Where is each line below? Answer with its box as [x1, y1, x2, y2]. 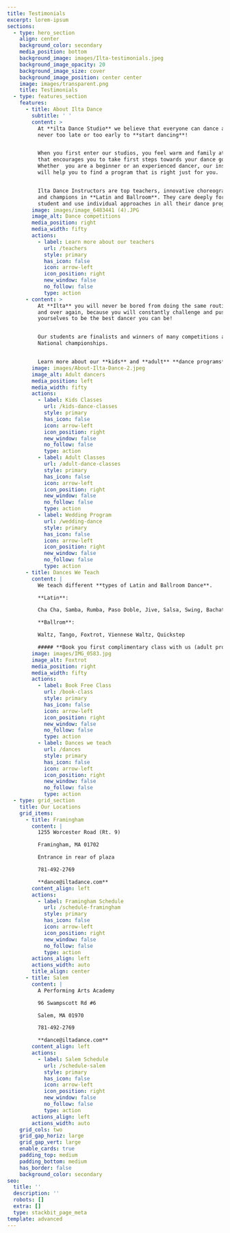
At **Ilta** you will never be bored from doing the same [37, 302, 207, 309]
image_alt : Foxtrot [31, 657, 88, 664]
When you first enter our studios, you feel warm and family [37, 150, 216, 157]
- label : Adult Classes [37, 454, 106, 461]
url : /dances [43, 746, 81, 753]
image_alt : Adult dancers [31, 371, 106, 378]
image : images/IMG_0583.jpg [31, 650, 112, 657]
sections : [7, 23, 36, 30]
